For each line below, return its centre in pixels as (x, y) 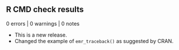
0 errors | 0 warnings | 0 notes (43, 23)
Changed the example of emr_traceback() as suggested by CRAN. (94, 41)
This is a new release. (41, 35)
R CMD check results (45, 10)
